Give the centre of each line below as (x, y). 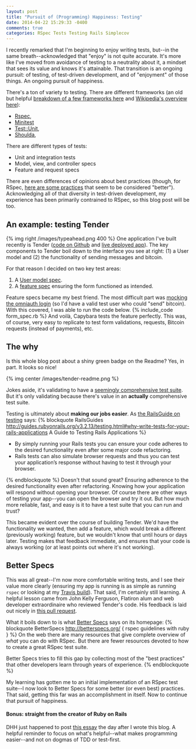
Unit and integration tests (45, 157)
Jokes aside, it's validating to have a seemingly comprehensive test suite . (94, 390)
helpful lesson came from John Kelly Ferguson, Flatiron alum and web (90, 598)
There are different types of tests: (47, 146)
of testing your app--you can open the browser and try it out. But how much (98, 499)
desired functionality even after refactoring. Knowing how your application (96, 486)
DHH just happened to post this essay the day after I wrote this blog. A (91, 727)
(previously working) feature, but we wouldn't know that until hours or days (97, 535)
